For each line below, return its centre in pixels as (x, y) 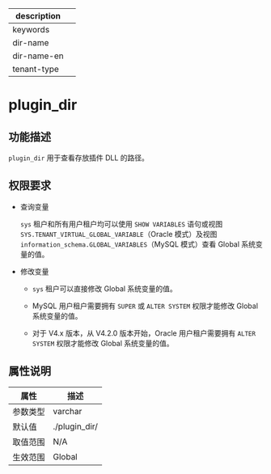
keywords (31, 30)
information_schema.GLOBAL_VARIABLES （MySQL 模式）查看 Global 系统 (138, 244)
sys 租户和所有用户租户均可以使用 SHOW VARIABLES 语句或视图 (121, 224)
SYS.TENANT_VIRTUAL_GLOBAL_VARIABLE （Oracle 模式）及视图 (119, 234)
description (38, 16)
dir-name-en (38, 56)
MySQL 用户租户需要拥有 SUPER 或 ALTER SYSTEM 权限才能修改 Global (145, 306)
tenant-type (36, 69)
